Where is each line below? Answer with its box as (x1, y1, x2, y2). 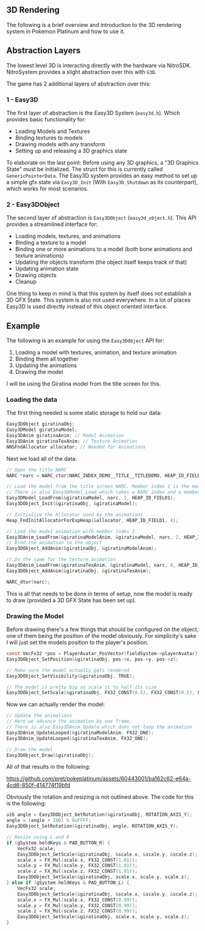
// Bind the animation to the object (6, 540, 103, 546)
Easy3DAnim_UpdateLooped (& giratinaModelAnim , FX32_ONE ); (6, 730, 154, 736)
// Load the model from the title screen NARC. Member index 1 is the (6, 484, 190, 490)
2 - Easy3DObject (6, 200, 60, 209)
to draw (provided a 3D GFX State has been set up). (6, 596, 137, 604)
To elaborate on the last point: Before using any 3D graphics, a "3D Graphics (6, 159, 199, 166)
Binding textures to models (15, 134, 83, 141)
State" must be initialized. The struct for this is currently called (6, 165, 164, 173)
